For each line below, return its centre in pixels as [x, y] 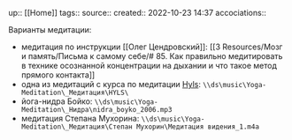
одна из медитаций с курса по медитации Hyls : [111, 84]
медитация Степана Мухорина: [80, 118]
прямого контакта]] [58, 75]
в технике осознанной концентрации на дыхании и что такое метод [149, 66]
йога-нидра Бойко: [57, 101]
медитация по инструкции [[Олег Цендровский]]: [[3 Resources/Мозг [152, 47]
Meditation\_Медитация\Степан [77, 127]
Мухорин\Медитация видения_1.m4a [198, 127]
